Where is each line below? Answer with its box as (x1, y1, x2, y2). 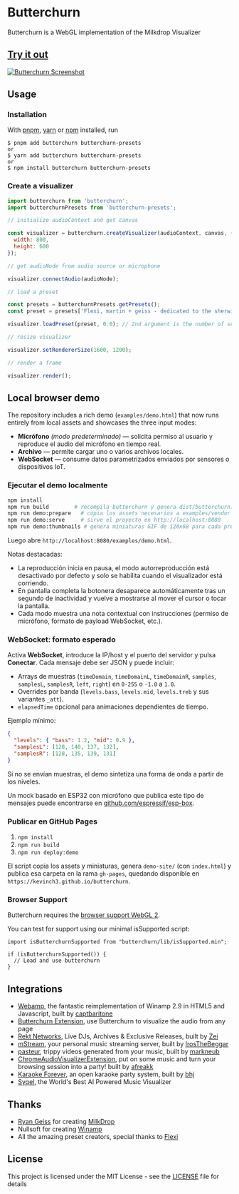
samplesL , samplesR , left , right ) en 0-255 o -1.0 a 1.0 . (17, 679, 176, 689)
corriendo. (17, 579, 48, 587)
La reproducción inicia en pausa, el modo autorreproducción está (17, 564, 210, 572)
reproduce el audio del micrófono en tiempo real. (17, 440, 161, 448)
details (7, 1179, 27, 1188)
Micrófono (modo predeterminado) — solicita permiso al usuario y (17, 432, 213, 441)
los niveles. (7, 777, 41, 786)
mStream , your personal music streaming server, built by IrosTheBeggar (17, 1040, 229, 1048)
